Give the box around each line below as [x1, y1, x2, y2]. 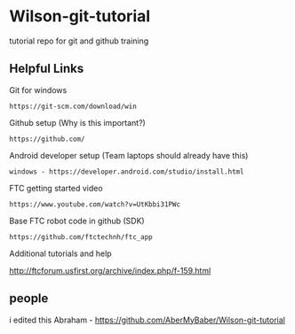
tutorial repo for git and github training [9, 35, 149, 46]
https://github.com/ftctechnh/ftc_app [9, 232, 153, 241]
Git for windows [9, 84, 68, 95]
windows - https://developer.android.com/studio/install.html [9, 167, 244, 176]
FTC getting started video [9, 183, 104, 193]
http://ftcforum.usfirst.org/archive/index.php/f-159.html [9, 265, 211, 276]
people [9, 291, 49, 307]
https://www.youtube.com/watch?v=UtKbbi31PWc [9, 199, 180, 209]
